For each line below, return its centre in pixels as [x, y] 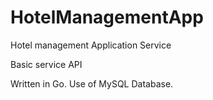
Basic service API [46, 64]
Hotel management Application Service [91, 45]
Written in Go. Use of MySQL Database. [92, 83]
